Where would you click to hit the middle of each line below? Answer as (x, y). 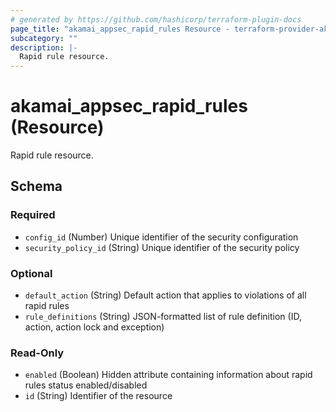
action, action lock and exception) (94, 327)
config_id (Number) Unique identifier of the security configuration (161, 237)
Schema (36, 186)
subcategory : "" (44, 38)
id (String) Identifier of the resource (98, 396)
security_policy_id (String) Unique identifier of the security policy (162, 247)
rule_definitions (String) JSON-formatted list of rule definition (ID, (163, 317)
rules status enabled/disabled (86, 385)
